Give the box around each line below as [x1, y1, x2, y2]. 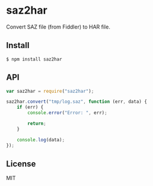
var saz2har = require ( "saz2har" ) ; [6, 88, 94, 94]
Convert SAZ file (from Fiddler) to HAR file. [6, 23, 111, 30]
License [6, 159, 36, 169]
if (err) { [17, 105, 44, 111]
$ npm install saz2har [6, 56, 62, 62]
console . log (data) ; [17, 137, 65, 143]
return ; [27, 121, 46, 127]
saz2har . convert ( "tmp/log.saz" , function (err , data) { [6, 99, 147, 105]
